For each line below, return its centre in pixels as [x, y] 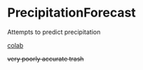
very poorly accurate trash [46, 59]
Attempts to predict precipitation [54, 32]
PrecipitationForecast [72, 13]
